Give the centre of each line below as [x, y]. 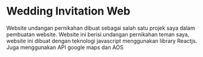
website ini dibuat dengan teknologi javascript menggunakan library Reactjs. [102, 41]
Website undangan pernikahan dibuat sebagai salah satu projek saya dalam [101, 28]
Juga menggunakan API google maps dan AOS [65, 47]
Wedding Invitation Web [68, 11]
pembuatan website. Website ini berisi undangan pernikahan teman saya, [98, 34]
